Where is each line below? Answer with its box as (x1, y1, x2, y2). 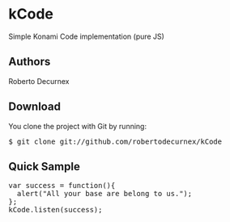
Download (8, 100, 61, 114)
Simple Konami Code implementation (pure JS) (8, 31, 164, 41)
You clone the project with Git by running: (8, 121, 147, 131)
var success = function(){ (8, 181, 116, 191)
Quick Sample (8, 159, 81, 174)
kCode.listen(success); (8, 205, 103, 215)
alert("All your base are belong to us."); (16, 189, 193, 199)
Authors (8, 55, 51, 69)
